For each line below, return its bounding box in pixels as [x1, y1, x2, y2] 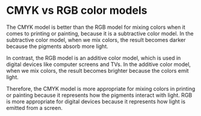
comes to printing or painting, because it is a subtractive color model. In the [6, 29, 194, 37]
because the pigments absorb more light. [6, 43, 108, 50]
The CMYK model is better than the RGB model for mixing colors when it [6, 23, 185, 31]
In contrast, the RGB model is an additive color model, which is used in [6, 54, 181, 61]
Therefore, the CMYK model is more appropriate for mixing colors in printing [6, 85, 196, 92]
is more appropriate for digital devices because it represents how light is [6, 97, 185, 105]
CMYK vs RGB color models [6, 4, 147, 17]
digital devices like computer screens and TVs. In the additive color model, [6, 61, 191, 68]
